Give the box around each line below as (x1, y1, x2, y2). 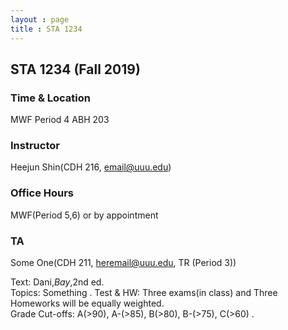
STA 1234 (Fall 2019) (10, 61, 141, 78)
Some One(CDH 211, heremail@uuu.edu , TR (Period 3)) (10, 257, 237, 269)
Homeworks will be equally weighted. (10, 297, 165, 310)
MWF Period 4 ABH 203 (10, 114, 110, 126)
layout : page (10, 14, 70, 25)
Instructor (10, 139, 60, 153)
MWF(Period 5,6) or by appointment (10, 209, 159, 221)
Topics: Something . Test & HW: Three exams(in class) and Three (10, 287, 278, 299)
